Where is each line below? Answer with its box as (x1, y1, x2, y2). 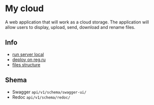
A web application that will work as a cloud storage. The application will (5, 19, 149, 25)
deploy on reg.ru (12, 57, 46, 63)
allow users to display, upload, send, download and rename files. (5, 24, 135, 30)
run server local (12, 51, 44, 57)
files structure (12, 62, 41, 67)
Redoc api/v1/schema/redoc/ (12, 94, 70, 100)
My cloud (5, 3, 44, 14)
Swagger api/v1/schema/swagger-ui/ (12, 89, 87, 95)
